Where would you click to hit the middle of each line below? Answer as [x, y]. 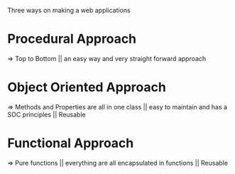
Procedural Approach [72, 39]
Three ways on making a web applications [69, 10]
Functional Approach [71, 143]
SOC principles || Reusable [47, 114]
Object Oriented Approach [87, 87]
